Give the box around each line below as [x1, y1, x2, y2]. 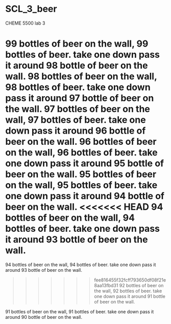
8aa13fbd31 [94, 282, 118, 288]
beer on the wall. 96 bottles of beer [5, 136, 157, 147]
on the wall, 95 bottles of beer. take [5, 180, 158, 191]
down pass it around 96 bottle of [5, 125, 146, 137]
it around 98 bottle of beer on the [5, 60, 148, 72]
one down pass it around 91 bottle [94, 293, 166, 299]
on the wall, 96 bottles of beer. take [5, 147, 158, 159]
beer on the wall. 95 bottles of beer [5, 168, 157, 180]
